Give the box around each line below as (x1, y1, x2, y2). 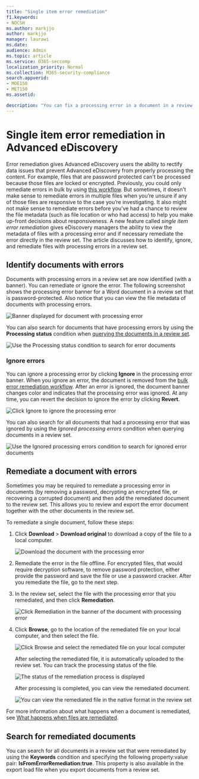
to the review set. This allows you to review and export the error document (6, 501, 189, 508)
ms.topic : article (6, 53, 52, 59)
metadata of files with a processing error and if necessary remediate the (6, 230, 184, 237)
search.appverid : (6, 75, 49, 81)
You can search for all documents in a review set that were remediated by (6, 747, 187, 755)
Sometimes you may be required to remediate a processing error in (6, 482, 170, 489)
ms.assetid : (6, 92, 36, 98)
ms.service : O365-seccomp (6, 58, 70, 64)
